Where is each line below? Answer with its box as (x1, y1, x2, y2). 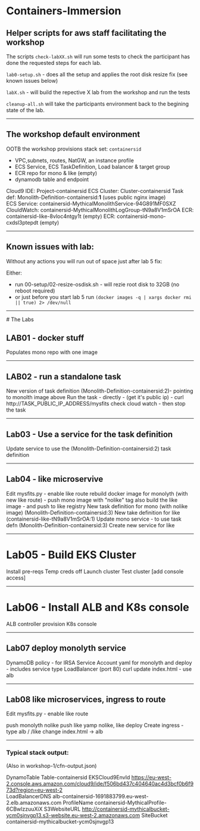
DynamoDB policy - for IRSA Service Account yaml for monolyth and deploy (6, 659, 192, 666)
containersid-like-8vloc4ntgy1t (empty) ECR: (6, 213, 116, 220)
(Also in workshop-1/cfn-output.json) (6, 762, 97, 769)
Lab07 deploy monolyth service (6, 643, 127, 653)
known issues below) (6, 77, 58, 84)
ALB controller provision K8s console (6, 620, 97, 627)
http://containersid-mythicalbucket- (82, 805, 170, 813)
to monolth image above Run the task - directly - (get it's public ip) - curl (6, 394, 184, 401)
